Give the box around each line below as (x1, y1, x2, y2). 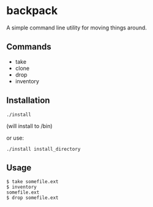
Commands (6, 42, 52, 52)
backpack (6, 4, 58, 18)
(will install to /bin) (6, 122, 53, 129)
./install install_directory (6, 146, 81, 152)
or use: (6, 134, 24, 141)
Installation (6, 96, 50, 106)
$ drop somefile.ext (6, 195, 59, 201)
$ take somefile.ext (6, 179, 59, 185)
